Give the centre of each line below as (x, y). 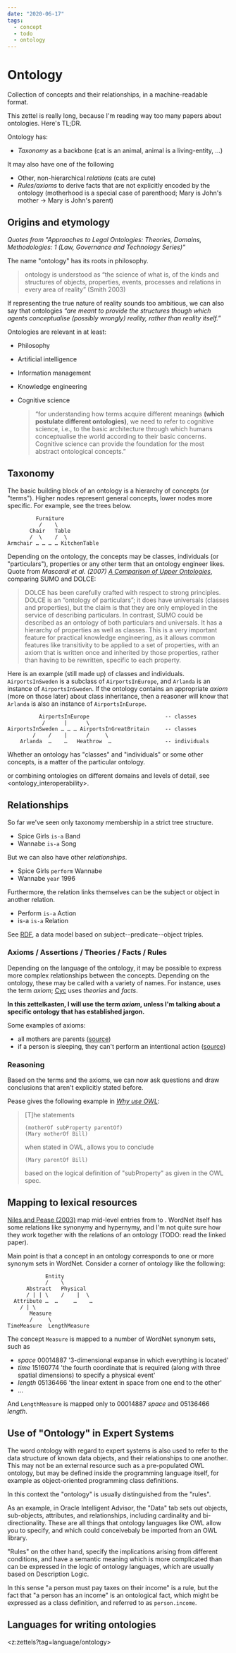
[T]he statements (50, 1115)
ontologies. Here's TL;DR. (45, 124)
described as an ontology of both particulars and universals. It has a (123, 623)
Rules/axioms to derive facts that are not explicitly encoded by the (113, 186)
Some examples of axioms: (46, 1025)
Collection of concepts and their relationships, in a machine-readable (107, 95)
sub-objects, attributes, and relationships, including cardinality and (104, 1515)
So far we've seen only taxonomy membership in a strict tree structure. (110, 822)
